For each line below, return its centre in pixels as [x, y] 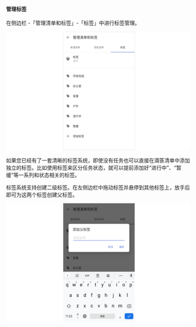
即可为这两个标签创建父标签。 [42, 195]
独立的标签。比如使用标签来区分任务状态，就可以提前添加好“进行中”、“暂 [94, 168]
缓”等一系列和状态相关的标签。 [43, 175]
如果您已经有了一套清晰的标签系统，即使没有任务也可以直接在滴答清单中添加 [98, 160]
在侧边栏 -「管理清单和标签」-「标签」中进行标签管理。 [73, 23]
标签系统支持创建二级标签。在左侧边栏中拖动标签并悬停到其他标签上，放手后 [98, 188]
